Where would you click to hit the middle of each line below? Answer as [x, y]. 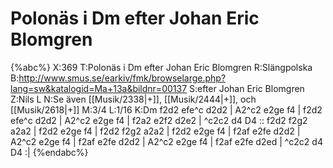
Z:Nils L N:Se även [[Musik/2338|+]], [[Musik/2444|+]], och [133, 99]
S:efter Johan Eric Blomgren [247, 88]
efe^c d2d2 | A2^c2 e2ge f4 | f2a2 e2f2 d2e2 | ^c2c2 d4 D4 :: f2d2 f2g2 [159, 120]
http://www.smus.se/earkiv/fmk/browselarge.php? [122, 78]
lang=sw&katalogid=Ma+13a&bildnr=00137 [99, 88]
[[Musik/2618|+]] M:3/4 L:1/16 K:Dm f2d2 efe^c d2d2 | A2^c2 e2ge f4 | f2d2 [166, 109]
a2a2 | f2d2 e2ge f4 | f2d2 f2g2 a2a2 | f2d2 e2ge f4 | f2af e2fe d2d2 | [155, 131]
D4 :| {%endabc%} [49, 152]
